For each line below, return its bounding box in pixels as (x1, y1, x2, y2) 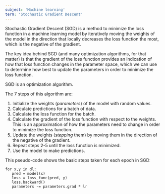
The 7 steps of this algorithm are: (5, 91, 73, 97)
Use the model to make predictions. (12, 148, 85, 154)
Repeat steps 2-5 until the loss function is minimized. (12, 142, 121, 148)
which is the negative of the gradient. (5, 41, 81, 47)
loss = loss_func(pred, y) (11, 175, 68, 180)
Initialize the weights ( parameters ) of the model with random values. (12, 100, 152, 106)
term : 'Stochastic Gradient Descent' (5, 12, 83, 17)
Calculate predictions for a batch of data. (12, 106, 96, 112)
